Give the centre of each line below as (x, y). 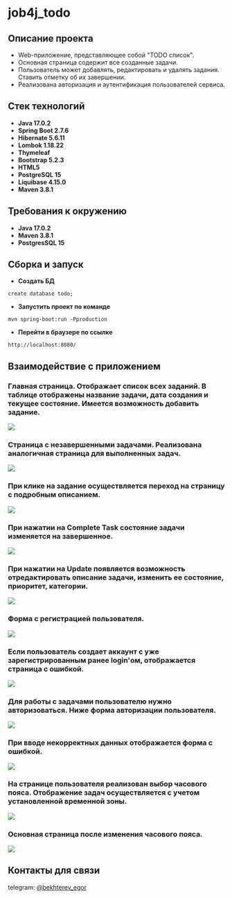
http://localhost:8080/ (42, 345)
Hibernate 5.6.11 (41, 137)
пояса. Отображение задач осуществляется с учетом (104, 793)
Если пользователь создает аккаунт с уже (84, 652)
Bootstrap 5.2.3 (41, 160)
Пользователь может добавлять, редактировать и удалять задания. (119, 70)
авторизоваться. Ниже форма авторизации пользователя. (112, 710)
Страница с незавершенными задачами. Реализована (105, 445)
